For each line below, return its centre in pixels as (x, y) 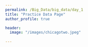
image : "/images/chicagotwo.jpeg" (45, 33)
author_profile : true (28, 19)
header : (13, 28)
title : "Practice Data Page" (35, 14)
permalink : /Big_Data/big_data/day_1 (44, 10)
